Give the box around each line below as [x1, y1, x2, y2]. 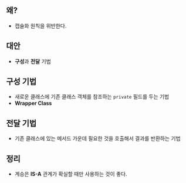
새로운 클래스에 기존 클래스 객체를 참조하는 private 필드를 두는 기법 [14, 93, 170, 100]
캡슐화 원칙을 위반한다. [14, 22, 67, 29]
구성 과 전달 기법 [14, 57, 51, 65]
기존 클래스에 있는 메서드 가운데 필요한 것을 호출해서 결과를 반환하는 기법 [14, 135, 181, 142]
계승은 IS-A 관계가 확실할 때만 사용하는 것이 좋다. [14, 171, 127, 178]
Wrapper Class [14, 100, 52, 107]
